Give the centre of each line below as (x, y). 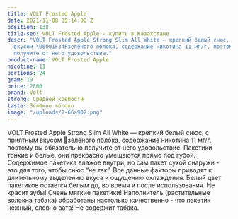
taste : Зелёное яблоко (41, 106)
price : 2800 (25, 86)
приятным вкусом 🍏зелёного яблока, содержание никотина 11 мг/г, (109, 140)
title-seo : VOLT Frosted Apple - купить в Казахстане (89, 34)
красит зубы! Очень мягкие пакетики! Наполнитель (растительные (109, 192)
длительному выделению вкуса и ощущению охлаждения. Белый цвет (114, 177)
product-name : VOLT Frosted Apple (58, 60)
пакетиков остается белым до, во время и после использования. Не (111, 185)
